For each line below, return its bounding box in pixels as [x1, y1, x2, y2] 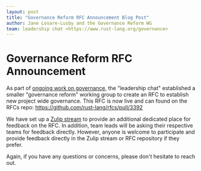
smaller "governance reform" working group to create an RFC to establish [6, 91, 189, 98]
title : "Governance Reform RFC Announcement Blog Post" [6, 15, 149, 21]
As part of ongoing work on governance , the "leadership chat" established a [6, 85, 196, 92]
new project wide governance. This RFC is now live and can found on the [6, 97, 188, 105]
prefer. [6, 141, 23, 149]
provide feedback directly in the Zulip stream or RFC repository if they [6, 135, 180, 142]
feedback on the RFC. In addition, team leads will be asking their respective [6, 122, 194, 129]
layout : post [6, 8, 39, 15]
